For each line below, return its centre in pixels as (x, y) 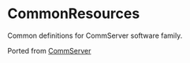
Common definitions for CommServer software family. (95, 35)
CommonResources (74, 14)
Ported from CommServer (49, 50)
